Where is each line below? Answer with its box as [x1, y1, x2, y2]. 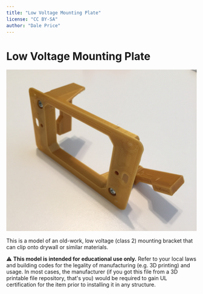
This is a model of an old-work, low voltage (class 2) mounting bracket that [6, 237, 193, 244]
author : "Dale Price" [6, 22, 61, 28]
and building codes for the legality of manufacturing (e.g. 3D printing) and [6, 261, 190, 269]
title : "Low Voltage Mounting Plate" [6, 10, 101, 16]
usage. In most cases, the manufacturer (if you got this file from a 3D [6, 268, 178, 275]
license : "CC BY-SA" [6, 16, 59, 22]
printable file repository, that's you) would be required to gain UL [6, 274, 167, 281]
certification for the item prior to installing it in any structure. [6, 281, 156, 288]
